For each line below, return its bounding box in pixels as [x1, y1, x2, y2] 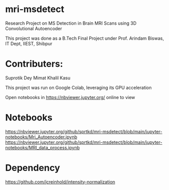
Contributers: [5, 58, 63, 70]
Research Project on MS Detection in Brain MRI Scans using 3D [5, 20, 137, 26]
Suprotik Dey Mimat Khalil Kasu [5, 74, 71, 81]
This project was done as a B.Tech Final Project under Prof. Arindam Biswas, [5, 35, 164, 41]
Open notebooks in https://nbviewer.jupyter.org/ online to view [5, 94, 135, 100]
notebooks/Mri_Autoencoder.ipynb [5, 134, 77, 140]
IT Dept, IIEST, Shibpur [5, 40, 52, 46]
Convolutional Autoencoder [5, 25, 62, 31]
